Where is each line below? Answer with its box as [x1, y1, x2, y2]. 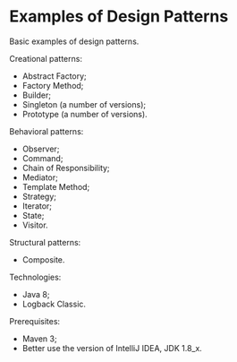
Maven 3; [21, 333, 57, 344]
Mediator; [21, 172, 58, 183]
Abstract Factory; [21, 70, 87, 82]
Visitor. [21, 220, 48, 230]
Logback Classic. [21, 298, 87, 309]
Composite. [21, 254, 65, 265]
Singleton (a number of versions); [21, 99, 146, 109]
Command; [21, 152, 63, 163]
